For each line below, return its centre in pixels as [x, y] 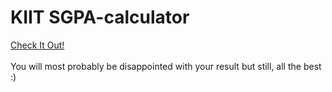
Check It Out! [37, 45]
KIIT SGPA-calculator [100, 17]
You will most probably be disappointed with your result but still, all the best [166, 66]
